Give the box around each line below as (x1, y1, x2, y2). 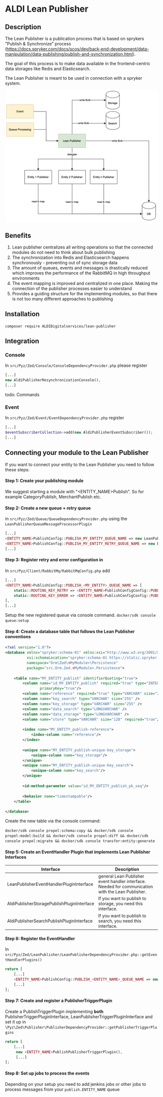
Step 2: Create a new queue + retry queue (5, 505, 91, 511)
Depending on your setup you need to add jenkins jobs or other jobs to (5, 1081, 147, 1087)
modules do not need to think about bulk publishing (12, 249, 115, 255)
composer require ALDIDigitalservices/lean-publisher (5, 324, 116, 329)
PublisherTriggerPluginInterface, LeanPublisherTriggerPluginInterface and (5, 1013, 153, 1020)
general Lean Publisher (98, 873, 145, 879)
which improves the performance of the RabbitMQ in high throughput (12, 270, 150, 276)
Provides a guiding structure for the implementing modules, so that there (12, 290, 158, 296)
